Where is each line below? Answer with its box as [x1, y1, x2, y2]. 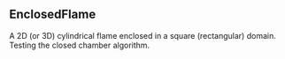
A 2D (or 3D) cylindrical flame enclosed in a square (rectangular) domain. [9, 30, 276, 41]
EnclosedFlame [9, 7, 96, 22]
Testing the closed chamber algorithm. [9, 40, 150, 50]
